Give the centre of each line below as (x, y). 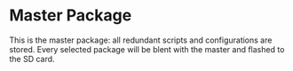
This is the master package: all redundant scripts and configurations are (141, 40)
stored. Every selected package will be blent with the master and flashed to (147, 49)
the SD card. (32, 59)
